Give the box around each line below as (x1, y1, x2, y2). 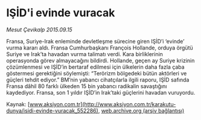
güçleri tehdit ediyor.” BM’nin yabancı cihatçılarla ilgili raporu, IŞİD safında (6, 76, 190, 83)
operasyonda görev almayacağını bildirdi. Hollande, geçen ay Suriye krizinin (6, 57, 195, 64)
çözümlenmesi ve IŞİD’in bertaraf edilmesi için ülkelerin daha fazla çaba (6, 63, 185, 71)
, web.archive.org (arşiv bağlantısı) (98, 107, 185, 114)
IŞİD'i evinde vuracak (6, 6, 115, 20)
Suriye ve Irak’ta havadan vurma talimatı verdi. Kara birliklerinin (6, 50, 163, 57)
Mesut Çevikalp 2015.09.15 (6, 26, 72, 33)
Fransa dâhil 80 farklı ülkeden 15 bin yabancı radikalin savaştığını (6, 82, 167, 90)
